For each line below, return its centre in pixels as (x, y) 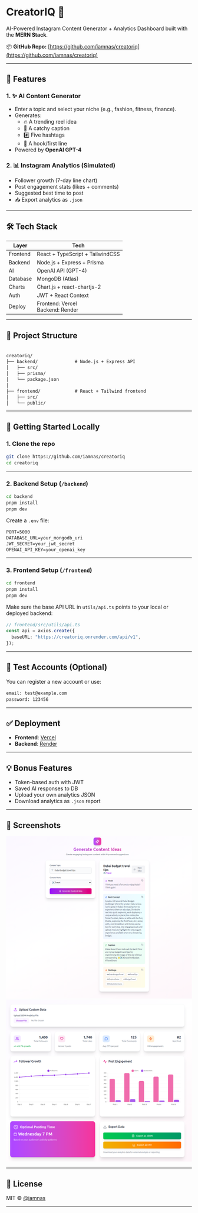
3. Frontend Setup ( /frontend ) (49, 570)
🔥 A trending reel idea (50, 121)
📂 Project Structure (42, 336)
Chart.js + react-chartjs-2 (69, 287)
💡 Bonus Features (39, 768)
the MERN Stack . (27, 34)
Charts (17, 287)
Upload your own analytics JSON (55, 795)
